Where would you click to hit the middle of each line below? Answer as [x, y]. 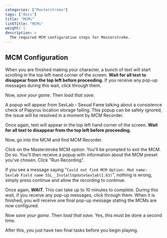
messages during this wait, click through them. [53, 85]
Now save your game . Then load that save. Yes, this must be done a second [84, 215]
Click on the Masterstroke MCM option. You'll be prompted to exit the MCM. [83, 149]
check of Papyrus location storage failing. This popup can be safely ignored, [83, 110]
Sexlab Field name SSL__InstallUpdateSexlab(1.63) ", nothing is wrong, [79, 175]
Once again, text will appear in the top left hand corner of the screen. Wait [82, 125]
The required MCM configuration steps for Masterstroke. [70, 38]
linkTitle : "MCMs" [24, 24]
